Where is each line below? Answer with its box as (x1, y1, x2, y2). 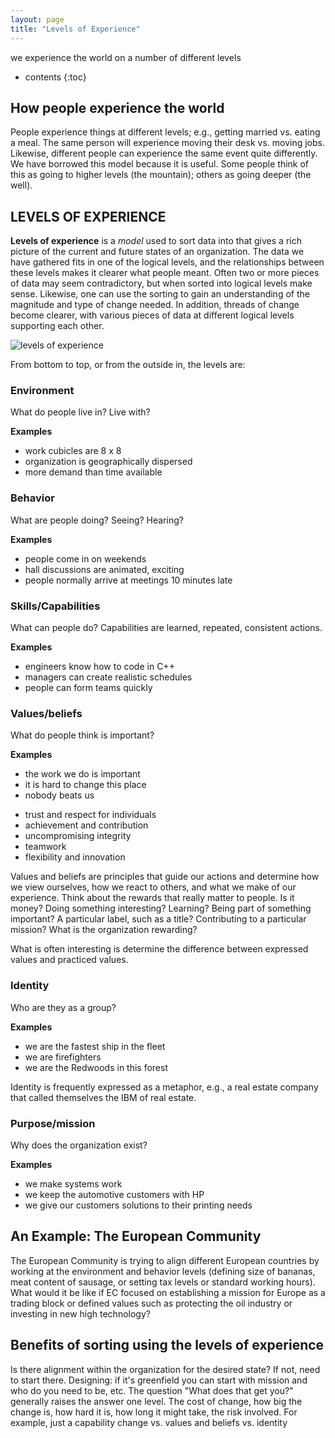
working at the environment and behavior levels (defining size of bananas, (10, 1265, 316, 1277)
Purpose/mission (10, 1116, 96, 1130)
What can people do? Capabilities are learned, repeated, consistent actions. (10, 622, 323, 634)
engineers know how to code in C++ (24, 661, 175, 673)
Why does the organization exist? (10, 1139, 148, 1151)
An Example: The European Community (10, 1228, 262, 1245)
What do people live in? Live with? (10, 406, 151, 418)
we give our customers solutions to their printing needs (24, 1199, 253, 1211)
